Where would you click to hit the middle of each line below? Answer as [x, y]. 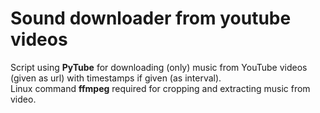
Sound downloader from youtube [151, 18]
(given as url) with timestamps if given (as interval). [116, 78]
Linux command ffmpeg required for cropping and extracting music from [160, 88]
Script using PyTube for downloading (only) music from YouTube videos [159, 67]
